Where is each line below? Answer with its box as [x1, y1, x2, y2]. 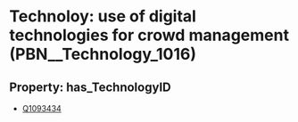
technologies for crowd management [9, 25, 290, 45]
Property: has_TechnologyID [9, 79, 171, 94]
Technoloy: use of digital [9, 6, 196, 27]
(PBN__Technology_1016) [9, 45, 197, 64]
